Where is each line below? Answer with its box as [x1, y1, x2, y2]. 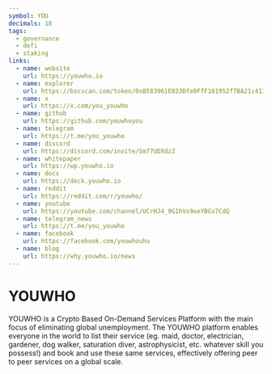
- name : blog [15, 245, 60, 253]
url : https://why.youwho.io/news [23, 252, 136, 260]
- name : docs [15, 170, 60, 178]
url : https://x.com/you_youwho [23, 102, 129, 110]
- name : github [15, 110, 67, 118]
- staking [15, 49, 49, 57]
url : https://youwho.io [23, 72, 104, 80]
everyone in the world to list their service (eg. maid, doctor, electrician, [8, 330, 244, 340]
